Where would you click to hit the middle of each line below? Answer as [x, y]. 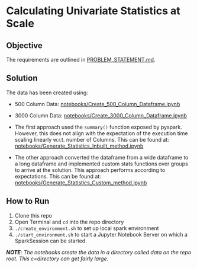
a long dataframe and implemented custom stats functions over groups [101, 164]
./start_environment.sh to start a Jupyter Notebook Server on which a [101, 234]
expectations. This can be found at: [58, 176]
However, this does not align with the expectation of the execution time [101, 133]
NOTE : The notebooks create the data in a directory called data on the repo [99, 252]
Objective [25, 45]
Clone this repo [33, 215]
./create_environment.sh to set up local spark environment [87, 228]
